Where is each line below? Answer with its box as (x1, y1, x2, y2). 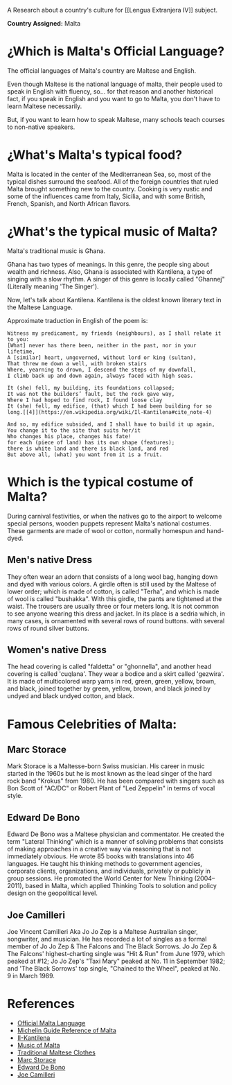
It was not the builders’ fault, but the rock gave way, (7, 390, 175, 397)
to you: (7, 336, 30, 342)
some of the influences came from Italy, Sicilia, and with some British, (7, 192, 206, 200)
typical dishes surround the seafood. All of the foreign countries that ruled (7, 177, 219, 186)
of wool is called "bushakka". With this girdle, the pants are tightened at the (7, 594, 222, 602)
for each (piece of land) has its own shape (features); (7, 439, 175, 446)
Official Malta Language (17, 1018, 86, 1027)
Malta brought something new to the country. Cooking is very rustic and (7, 184, 213, 193)
